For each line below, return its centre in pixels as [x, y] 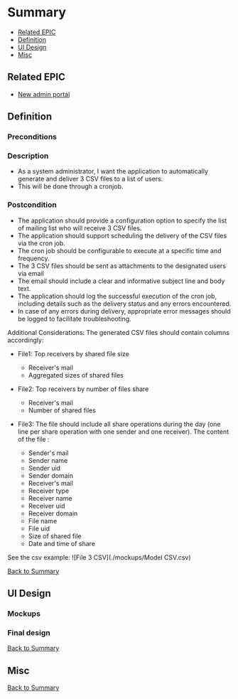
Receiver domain [53, 513]
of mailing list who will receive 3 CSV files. [80, 228]
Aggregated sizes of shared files [76, 375]
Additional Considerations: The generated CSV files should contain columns [118, 332]
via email [31, 273]
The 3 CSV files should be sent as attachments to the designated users [121, 266]
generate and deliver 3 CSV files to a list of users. [90, 179]
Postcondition [32, 205]
